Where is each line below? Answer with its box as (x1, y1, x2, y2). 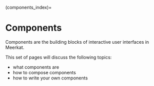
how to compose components (12, 69, 76, 75)
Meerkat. (5, 44, 25, 50)
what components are (12, 64, 60, 70)
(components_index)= (5, 5, 52, 10)
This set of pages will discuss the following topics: (5, 54, 112, 60)
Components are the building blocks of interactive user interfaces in (5, 39, 149, 45)
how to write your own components (12, 75, 88, 81)
